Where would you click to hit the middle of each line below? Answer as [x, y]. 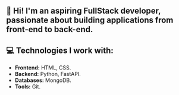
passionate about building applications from [90, 20]
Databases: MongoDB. [43, 80]
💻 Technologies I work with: [60, 50]
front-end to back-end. [50, 29]
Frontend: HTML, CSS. [43, 68]
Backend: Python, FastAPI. [48, 74]
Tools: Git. [27, 87]
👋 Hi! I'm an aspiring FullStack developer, [84, 11]
